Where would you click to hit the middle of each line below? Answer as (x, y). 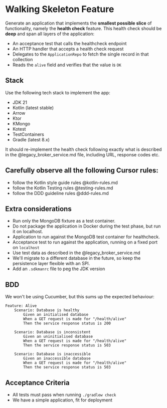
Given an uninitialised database (58, 337)
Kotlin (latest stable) (33, 108)
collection (23, 59)
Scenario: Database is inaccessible (53, 354)
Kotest (19, 129)
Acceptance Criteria (37, 383)
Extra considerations (38, 209)
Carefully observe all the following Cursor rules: (82, 171)
